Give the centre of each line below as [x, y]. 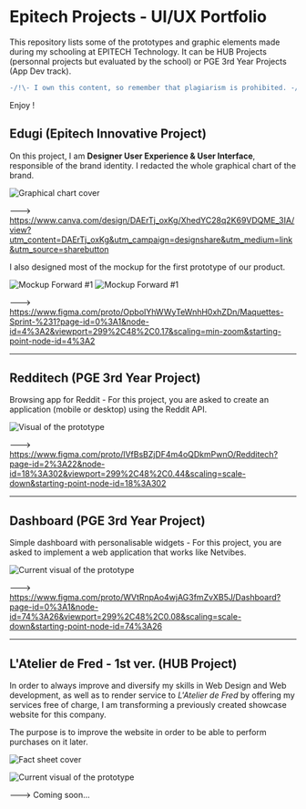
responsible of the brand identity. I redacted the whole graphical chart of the [153, 165]
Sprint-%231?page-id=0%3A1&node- [80, 322]
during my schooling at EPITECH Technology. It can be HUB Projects [138, 51]
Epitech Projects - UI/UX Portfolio [138, 17]
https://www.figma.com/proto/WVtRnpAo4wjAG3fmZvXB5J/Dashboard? [145, 598]
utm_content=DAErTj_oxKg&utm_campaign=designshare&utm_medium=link [151, 240]
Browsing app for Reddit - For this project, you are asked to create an [139, 400]
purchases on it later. [49, 742]
